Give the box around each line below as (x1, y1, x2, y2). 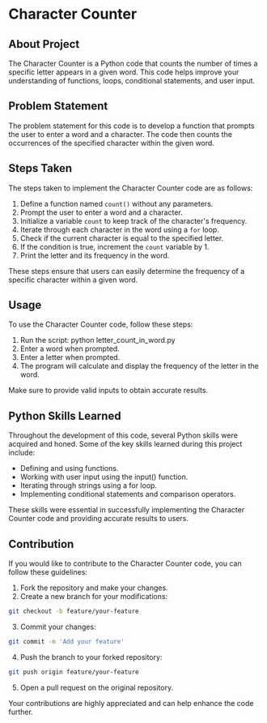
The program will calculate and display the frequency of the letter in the (19, 361, 259, 371)
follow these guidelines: (8, 567, 87, 577)
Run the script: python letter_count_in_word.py (19, 336, 176, 345)
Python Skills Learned (8, 409, 121, 422)
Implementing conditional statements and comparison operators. (19, 490, 236, 499)
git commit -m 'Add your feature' (8, 637, 125, 645)
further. (8, 707, 34, 717)
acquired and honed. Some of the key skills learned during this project (8, 439, 243, 449)
